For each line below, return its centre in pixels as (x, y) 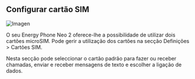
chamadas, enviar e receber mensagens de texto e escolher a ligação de (94, 64)
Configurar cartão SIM (48, 10)
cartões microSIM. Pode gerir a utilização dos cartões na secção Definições (98, 41)
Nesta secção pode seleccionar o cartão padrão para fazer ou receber (91, 58)
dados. (14, 71)
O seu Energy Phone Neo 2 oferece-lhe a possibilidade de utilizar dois (91, 35)
